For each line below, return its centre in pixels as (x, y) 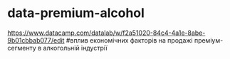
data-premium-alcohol (76, 13)
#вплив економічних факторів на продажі (129, 40)
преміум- (209, 40)
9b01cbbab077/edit (36, 40)
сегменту (22, 48)
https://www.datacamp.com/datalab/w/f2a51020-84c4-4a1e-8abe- (106, 33)
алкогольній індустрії (75, 48)
